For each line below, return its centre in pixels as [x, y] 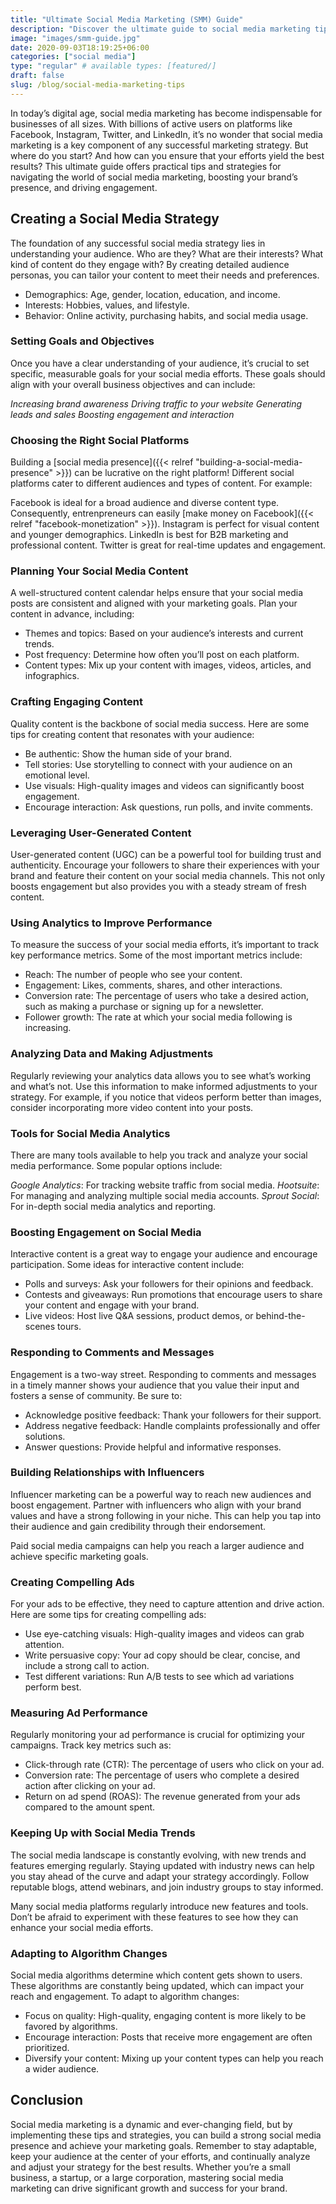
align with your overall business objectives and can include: [133, 384]
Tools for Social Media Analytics [90, 1133]
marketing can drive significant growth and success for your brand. [149, 2188]
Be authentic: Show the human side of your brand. [128, 753]
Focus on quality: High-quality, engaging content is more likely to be [165, 2016]
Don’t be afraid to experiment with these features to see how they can [154, 1917]
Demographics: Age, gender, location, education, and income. [152, 294]
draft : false [37, 76]
